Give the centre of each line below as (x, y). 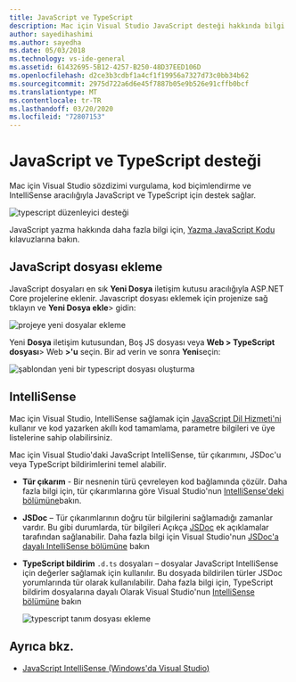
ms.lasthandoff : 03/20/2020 (62, 109)
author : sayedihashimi (51, 34)
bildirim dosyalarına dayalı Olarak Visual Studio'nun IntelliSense (139, 592)
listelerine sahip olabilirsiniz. (61, 437)
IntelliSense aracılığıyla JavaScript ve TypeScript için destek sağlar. (133, 195)
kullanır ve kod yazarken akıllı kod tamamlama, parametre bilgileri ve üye (142, 428)
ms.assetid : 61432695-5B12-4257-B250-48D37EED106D (105, 68)
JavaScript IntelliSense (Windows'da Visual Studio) (116, 668)
